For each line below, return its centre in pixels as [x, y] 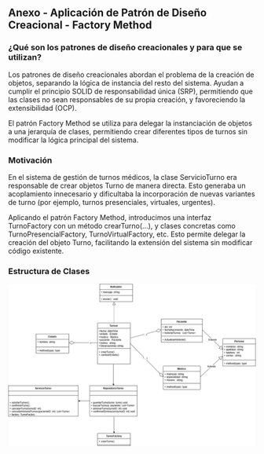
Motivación [30, 160]
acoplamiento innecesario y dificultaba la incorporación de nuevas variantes [132, 194]
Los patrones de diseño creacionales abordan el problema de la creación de [131, 75]
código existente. [36, 251]
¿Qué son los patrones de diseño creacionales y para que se [125, 48]
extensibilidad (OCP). [42, 108]
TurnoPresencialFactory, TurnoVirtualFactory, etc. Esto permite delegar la [127, 234]
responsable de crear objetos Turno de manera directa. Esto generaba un [127, 185]
